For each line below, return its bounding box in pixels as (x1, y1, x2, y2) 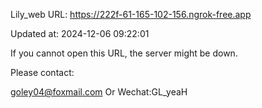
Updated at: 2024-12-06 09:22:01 (10, 28, 150, 39)
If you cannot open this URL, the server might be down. (10, 47, 238, 59)
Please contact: (10, 67, 75, 78)
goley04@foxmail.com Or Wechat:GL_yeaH (10, 86, 188, 98)
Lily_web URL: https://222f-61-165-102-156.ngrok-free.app (10, 9, 252, 20)
